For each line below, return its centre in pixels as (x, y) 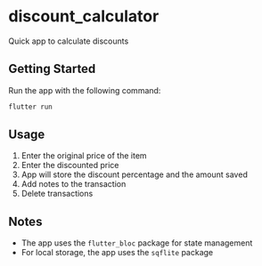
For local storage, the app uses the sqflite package (117, 253)
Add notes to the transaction (74, 184)
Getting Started (52, 69)
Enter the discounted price (70, 165)
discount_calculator (84, 16)
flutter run (30, 107)
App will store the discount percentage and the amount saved (135, 174)
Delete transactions (57, 194)
